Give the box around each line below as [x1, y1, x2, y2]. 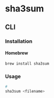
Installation [5, 38, 33, 45]
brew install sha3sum [5, 61, 50, 66]
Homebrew [5, 50, 28, 56]
